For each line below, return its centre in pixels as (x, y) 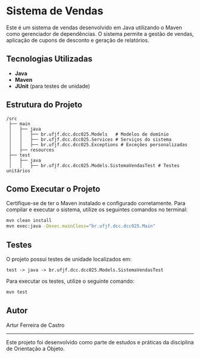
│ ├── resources (32, 150)
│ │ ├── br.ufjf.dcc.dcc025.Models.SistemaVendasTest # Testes (94, 165)
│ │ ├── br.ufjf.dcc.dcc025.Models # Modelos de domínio (89, 134)
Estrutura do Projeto (44, 105)
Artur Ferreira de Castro (35, 325)
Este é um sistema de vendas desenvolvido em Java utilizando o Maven (94, 27)
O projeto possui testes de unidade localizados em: (69, 259)
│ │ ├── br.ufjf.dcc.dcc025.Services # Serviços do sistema (90, 139)
